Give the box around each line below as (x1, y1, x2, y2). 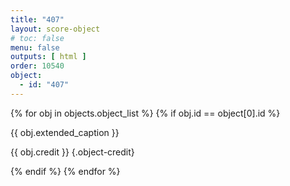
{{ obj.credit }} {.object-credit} (10, 146, 135, 158)
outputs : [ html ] (10, 52, 87, 62)
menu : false (10, 42, 60, 53)
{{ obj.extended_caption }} (10, 126, 120, 138)
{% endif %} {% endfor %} (10, 165, 121, 177)
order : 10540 (10, 61, 65, 71)
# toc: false (10, 33, 65, 43)
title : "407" (10, 14, 65, 25)
